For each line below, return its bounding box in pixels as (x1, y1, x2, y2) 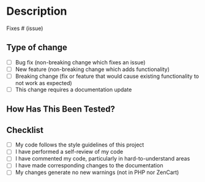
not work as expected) (15, 79, 72, 86)
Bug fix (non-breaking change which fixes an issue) (15, 58, 146, 66)
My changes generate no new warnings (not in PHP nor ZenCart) (15, 169, 179, 176)
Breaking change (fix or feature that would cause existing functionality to (15, 72, 199, 80)
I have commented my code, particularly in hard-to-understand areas (15, 155, 190, 162)
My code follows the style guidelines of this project (15, 141, 144, 148)
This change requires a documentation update (15, 86, 132, 93)
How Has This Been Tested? (6, 104, 115, 115)
